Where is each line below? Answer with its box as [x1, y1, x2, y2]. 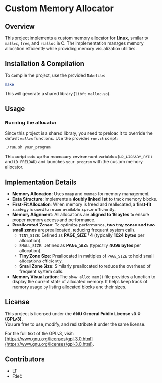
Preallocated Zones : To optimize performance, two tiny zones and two [12, 222, 155, 228]
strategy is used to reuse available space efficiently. [12, 207, 116, 212]
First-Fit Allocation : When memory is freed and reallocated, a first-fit [12, 201, 152, 207]
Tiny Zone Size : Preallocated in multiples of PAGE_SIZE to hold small [19, 253, 154, 259]
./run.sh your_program [5, 145, 51, 150]
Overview [5, 22, 35, 31]
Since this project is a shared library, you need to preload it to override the [5, 130, 153, 136]
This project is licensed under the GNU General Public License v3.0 [5, 311, 141, 316]
